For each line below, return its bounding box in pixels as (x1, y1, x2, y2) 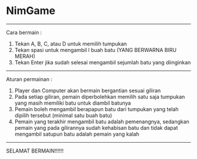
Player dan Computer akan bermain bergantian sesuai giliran (14, 87, 161, 94)
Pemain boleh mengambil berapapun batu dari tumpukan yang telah (14, 105, 179, 112)
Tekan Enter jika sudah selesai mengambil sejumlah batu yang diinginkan (14, 58, 191, 65)
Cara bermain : (6, 29, 42, 36)
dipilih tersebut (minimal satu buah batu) (14, 112, 113, 119)
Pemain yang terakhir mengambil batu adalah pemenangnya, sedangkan (14, 118, 189, 125)
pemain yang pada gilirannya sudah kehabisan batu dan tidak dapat (14, 124, 178, 131)
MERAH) (14, 53, 36, 60)
